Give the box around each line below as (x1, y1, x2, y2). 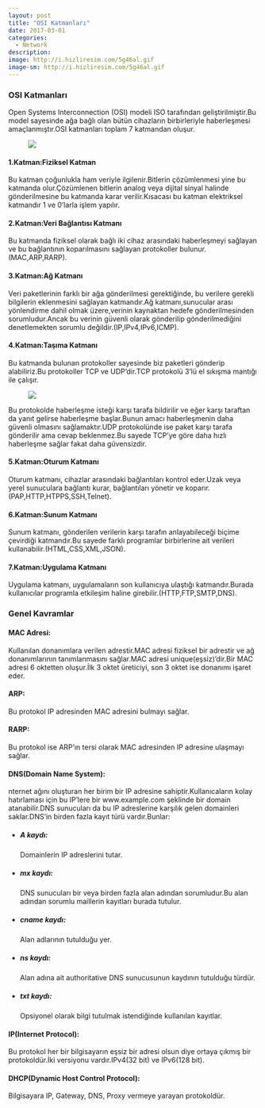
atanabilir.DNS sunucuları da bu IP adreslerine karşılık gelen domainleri (8, 803, 240, 813)
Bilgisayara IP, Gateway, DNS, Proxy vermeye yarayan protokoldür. (8, 1091, 225, 1101)
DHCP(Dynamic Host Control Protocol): (8, 1073, 140, 1083)
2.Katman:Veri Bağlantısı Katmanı (8, 218, 122, 228)
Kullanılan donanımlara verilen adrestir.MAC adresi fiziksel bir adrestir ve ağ (8, 646, 255, 655)
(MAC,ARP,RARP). (8, 253, 67, 263)
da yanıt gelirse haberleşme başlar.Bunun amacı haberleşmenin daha (8, 413, 234, 423)
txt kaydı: (19, 991, 52, 1000)
